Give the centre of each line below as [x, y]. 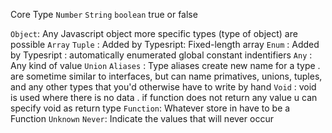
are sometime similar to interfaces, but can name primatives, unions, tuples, [166, 76]
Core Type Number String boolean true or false [104, 14]
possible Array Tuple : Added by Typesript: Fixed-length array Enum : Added [165, 44]
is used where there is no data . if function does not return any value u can [164, 97]
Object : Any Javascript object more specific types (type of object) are [154, 33]
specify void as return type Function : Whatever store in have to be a [150, 108]
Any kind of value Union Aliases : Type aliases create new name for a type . [165, 65]
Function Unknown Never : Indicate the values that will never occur [142, 118]
